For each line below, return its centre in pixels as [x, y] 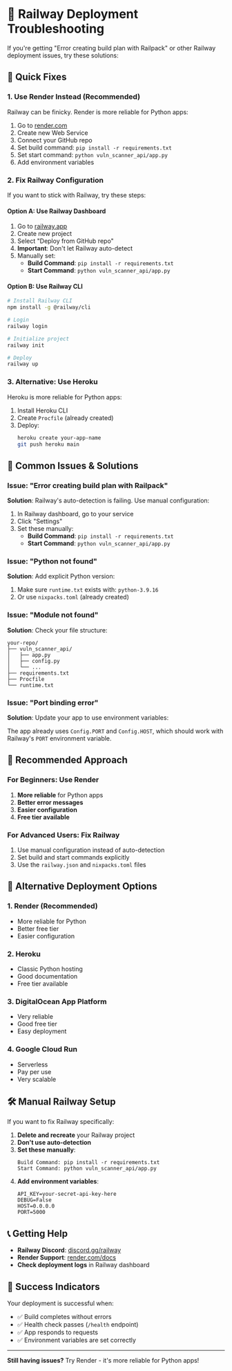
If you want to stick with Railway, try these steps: [77, 195]
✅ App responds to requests [58, 1332]
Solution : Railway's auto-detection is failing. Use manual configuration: [108, 500]
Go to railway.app [42, 226]
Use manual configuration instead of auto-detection [91, 850]
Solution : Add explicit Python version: [61, 576]
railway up [23, 364]
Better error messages [50, 802]
